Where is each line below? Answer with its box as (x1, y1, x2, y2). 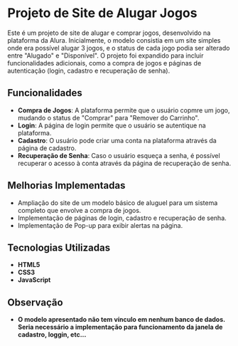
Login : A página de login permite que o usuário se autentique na (17, 121, 206, 130)
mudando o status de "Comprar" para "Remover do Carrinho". (17, 113, 200, 122)
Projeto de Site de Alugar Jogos (7, 5, 198, 21)
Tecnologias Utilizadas (7, 241, 111, 253)
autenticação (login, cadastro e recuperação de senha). (7, 66, 171, 75)
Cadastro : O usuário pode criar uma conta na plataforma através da (17, 136, 217, 145)
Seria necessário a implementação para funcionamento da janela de (17, 323, 223, 332)
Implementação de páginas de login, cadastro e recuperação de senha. (17, 214, 227, 222)
